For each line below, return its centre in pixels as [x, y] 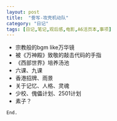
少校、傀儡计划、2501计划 [48, 93]
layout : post [23, 12]
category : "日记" [28, 23]
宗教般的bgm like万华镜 [45, 47]
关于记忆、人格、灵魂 [42, 86]
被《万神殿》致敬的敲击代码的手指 [58, 55]
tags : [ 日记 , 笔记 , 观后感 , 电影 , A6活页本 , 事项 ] [59, 29]
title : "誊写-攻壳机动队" [38, 18]
